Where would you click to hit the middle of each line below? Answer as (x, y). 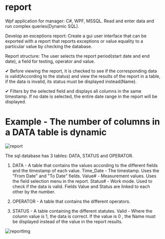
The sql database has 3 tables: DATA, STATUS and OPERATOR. (69, 156)
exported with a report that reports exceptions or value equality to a (74, 41)
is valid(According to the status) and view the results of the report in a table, (83, 76)
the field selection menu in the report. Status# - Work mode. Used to (82, 181)
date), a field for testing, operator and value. (50, 61)
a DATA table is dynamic (56, 132)
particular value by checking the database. (49, 46)
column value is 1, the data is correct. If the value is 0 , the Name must (84, 216)
